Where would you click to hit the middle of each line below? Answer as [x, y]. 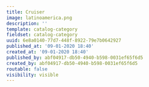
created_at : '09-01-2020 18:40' [47, 52]
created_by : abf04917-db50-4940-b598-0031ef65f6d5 [72, 63]
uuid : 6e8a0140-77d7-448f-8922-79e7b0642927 [64, 40]
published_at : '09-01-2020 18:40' [50, 47]
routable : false [27, 69]
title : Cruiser [26, 12]
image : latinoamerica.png [39, 18]
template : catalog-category [42, 29]
